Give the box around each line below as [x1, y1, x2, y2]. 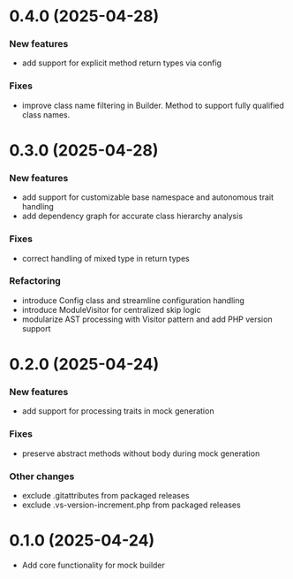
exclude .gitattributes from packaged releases [21, 490, 190, 500]
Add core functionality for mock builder [21, 560, 166, 570]
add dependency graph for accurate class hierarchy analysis [21, 210, 244, 222]
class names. [21, 109, 71, 120]
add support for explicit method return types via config [21, 57, 222, 68]
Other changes [9, 470, 75, 483]
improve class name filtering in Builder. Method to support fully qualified [21, 100, 285, 110]
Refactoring [9, 275, 62, 287]
